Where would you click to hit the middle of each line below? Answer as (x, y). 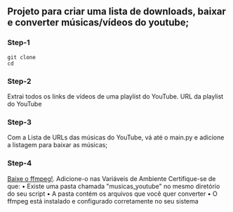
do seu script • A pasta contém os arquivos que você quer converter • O (112, 194)
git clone (22, 57)
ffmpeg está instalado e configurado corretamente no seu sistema (103, 201)
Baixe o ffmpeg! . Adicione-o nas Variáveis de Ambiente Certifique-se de (112, 178)
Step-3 (19, 122)
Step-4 (20, 163)
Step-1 (19, 43)
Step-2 (19, 81)
